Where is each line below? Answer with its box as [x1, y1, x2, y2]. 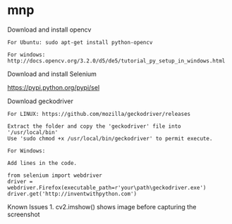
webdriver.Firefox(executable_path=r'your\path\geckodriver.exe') [7, 184, 207, 191]
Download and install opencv [7, 25, 92, 34]
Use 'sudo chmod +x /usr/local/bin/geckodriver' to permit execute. [7, 135, 213, 142]
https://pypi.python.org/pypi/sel [7, 83, 100, 91]
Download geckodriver [7, 97, 74, 105]
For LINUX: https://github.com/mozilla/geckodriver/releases [7, 110, 191, 117]
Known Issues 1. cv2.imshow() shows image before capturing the [7, 202, 197, 211]
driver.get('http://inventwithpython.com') [7, 190, 138, 197]
